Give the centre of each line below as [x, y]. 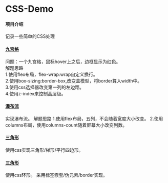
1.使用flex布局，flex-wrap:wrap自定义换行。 [52, 74]
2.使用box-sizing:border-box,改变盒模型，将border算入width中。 [74, 80]
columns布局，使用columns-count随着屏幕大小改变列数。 [66, 125]
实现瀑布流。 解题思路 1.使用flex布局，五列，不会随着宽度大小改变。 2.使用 [84, 118]
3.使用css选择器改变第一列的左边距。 [45, 87]
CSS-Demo [29, 9]
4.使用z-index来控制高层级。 [36, 93]
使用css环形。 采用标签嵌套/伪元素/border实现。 [56, 175]
